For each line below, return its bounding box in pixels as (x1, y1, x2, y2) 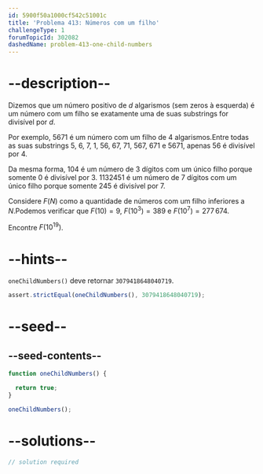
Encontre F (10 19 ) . (8, 221, 64, 232)
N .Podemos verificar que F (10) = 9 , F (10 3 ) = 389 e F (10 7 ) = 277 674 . (8, 205, 230, 215)
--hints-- (8, 250, 68, 268)
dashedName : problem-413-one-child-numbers (8, 41, 153, 49)
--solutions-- (8, 432, 97, 450)
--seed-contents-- (8, 349, 102, 362)
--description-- (8, 75, 111, 93)
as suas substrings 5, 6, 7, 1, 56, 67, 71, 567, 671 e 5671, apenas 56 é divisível (8, 141, 255, 150)
